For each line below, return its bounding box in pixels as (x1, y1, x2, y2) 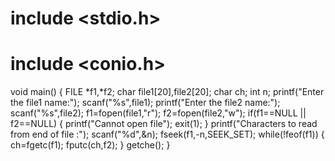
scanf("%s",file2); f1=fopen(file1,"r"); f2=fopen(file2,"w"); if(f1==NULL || (10, 107, 307, 119)
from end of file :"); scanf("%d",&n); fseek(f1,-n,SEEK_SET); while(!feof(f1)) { (10, 128, 325, 141)
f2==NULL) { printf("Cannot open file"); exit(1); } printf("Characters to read (10, 118, 318, 130)
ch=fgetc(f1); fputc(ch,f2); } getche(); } (10, 139, 171, 151)
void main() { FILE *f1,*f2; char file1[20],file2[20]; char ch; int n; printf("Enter (10, 86, 325, 98)
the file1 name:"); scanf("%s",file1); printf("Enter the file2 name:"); (10, 97, 281, 109)
